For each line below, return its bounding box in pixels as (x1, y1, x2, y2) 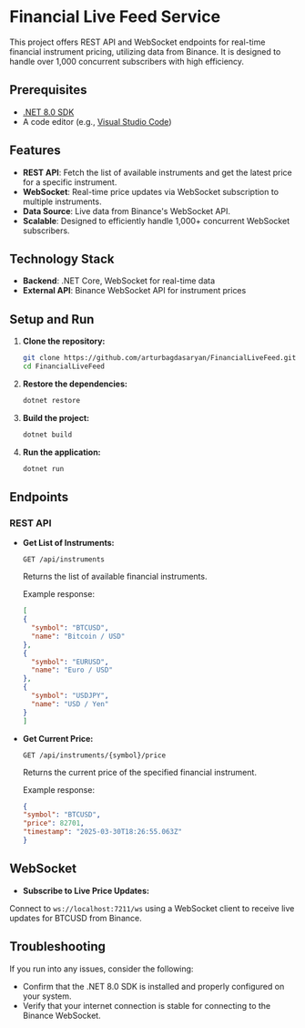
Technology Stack (9, 251, 115, 266)
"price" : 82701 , (22, 818, 85, 828)
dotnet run (22, 464, 65, 473)
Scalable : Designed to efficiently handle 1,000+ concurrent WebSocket (22, 215, 290, 226)
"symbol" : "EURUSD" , (31, 657, 109, 666)
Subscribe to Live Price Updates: (22, 885, 150, 896)
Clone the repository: (22, 335, 106, 347)
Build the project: (22, 412, 89, 423)
